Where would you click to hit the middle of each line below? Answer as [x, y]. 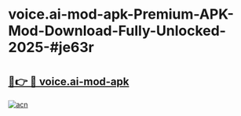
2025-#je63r [51, 47]
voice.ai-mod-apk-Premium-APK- [121, 14]
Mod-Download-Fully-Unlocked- [117, 31]
